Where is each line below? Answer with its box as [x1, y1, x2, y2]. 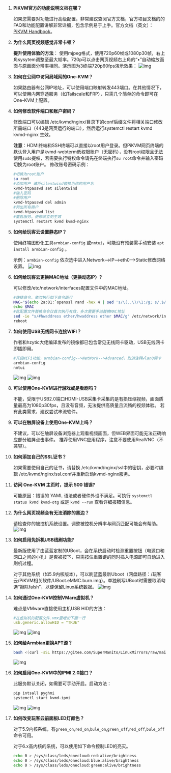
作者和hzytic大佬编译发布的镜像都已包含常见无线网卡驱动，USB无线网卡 [13, 339, 165, 345]
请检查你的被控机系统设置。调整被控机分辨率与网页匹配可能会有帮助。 [13, 520, 161, 526]
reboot [13, 319, 27, 324]
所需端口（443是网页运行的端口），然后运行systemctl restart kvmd [13, 125, 153, 131]
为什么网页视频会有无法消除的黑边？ [13, 509, 90, 516]
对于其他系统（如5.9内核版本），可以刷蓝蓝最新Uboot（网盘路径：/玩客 [13, 571, 162, 577]
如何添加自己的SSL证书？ [13, 453, 67, 460]
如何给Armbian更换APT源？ [13, 640, 73, 646]
